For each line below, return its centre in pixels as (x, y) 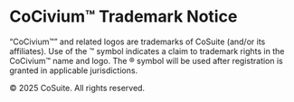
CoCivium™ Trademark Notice (123, 17)
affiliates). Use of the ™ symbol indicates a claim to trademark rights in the (147, 51)
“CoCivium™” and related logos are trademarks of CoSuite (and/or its (138, 42)
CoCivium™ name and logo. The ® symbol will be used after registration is (146, 60)
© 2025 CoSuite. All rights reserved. (77, 88)
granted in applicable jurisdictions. (74, 70)
